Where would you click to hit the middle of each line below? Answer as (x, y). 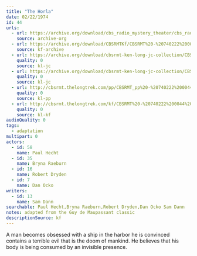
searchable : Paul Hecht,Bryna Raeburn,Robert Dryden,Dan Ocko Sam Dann (95, 207)
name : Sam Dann (35, 202)
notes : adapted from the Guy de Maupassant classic (70, 213)
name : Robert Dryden (42, 175)
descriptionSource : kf (34, 218)
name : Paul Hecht (38, 153)
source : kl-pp (34, 98)
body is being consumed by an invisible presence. (67, 247)
